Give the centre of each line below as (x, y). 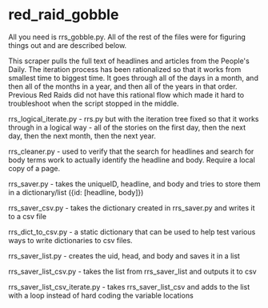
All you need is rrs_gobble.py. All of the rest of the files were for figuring (127, 37)
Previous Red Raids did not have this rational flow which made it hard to (126, 94)
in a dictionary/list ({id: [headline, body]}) (76, 192)
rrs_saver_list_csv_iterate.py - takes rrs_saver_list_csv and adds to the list (129, 286)
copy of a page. (34, 168)
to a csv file (27, 216)
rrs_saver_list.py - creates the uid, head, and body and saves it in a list (124, 256)
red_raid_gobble (64, 15)
